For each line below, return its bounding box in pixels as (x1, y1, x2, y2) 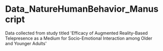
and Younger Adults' (5, 40, 47, 46)
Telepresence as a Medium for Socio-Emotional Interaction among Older (5, 35, 153, 41)
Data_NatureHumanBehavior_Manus (5, 3, 159, 15)
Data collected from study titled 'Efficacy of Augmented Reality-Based (5, 30, 148, 36)
